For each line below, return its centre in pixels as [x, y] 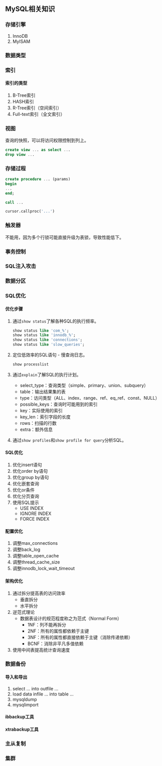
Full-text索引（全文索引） [39, 114]
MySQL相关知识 [30, 9]
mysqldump [25, 699]
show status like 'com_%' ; [41, 331]
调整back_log [26, 550]
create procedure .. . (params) [38, 179]
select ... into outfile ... [35, 688]
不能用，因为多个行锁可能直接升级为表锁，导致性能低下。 [64, 237]
